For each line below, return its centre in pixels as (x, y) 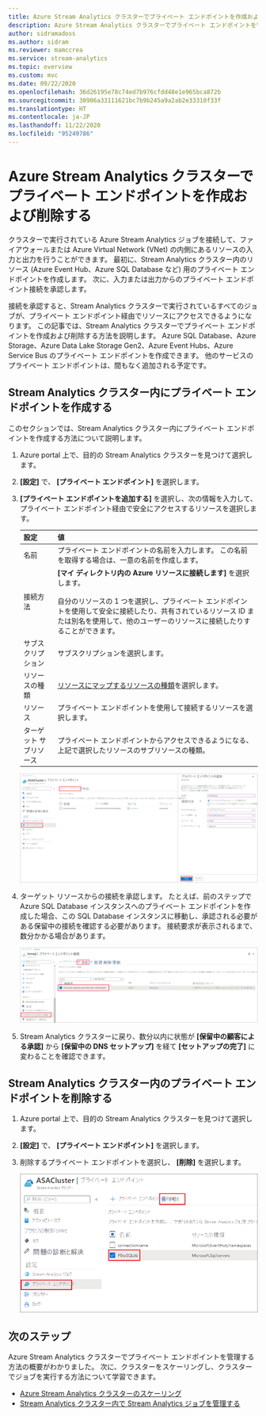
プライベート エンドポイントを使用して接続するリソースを (152, 708)
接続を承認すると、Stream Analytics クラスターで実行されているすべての (126, 306)
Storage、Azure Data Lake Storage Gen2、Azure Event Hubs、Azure (121, 345)
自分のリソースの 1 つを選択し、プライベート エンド (142, 601)
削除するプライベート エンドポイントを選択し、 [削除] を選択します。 (132, 1162)
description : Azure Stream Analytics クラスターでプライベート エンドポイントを (133, 25)
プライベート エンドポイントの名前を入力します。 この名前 (152, 550)
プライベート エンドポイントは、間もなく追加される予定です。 (110, 365)
